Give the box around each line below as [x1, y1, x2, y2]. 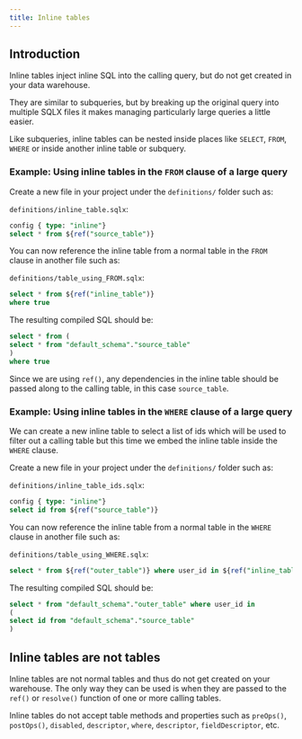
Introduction [9, 47, 81, 62]
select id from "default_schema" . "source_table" [9, 617, 195, 626]
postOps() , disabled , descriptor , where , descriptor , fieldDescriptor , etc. [9, 719, 280, 730]
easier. [9, 116, 34, 127]
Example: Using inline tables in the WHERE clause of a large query [9, 405, 293, 418]
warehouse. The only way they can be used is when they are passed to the [9, 682, 288, 693]
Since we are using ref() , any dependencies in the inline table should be [9, 373, 279, 384]
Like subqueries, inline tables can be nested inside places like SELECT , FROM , [9, 134, 288, 145]
